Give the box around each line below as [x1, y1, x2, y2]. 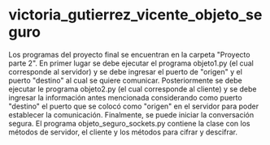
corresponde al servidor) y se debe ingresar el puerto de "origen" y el [8, 66, 242, 76]
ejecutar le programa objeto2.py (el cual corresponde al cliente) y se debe [8, 83, 257, 94]
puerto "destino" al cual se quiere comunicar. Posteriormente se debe [8, 75, 242, 85]
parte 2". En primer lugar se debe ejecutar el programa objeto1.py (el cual [8, 58, 255, 68]
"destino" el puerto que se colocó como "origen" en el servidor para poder [8, 101, 259, 111]
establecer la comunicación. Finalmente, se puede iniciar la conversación [8, 109, 255, 119]
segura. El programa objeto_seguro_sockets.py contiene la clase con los [8, 118, 250, 128]
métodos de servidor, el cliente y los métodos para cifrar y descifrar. [8, 127, 238, 137]
